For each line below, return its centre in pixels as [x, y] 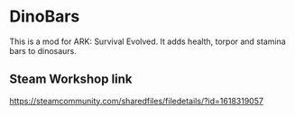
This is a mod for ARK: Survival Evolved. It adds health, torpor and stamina [147, 41]
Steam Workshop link [71, 80]
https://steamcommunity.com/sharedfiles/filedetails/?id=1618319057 [137, 101]
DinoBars [45, 17]
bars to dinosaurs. [43, 50]
